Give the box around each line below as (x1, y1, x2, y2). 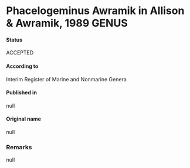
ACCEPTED (6, 49, 34, 56)
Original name (6, 115, 41, 122)
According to (6, 63, 39, 70)
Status (6, 36, 23, 43)
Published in (6, 89, 37, 96)
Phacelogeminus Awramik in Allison (6, 4, 185, 18)
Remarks (6, 143, 32, 151)
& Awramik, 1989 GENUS (6, 16, 128, 30)
